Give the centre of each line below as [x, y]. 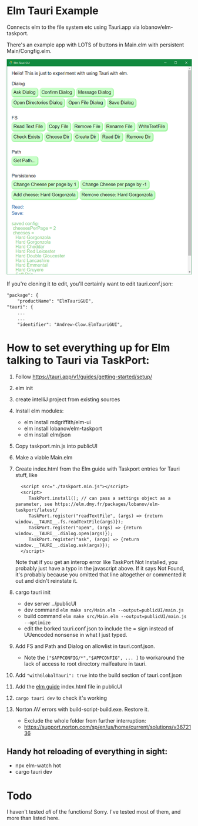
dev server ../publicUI [50, 603]
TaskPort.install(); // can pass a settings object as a [100, 498]
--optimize [37, 623]
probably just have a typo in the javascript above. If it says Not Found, [100, 568]
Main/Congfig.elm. [29, 51]
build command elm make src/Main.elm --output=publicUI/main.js [105, 616]
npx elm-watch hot [38, 765]
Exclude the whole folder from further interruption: [85, 720]
